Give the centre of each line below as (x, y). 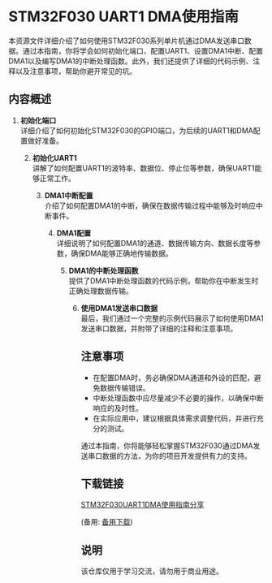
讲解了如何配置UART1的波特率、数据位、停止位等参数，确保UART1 (143, 168)
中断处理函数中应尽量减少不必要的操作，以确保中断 (178, 398)
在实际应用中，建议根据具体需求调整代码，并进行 (175, 418)
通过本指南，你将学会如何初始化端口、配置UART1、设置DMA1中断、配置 (143, 50)
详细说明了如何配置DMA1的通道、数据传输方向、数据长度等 (155, 243)
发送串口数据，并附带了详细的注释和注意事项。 (159, 328)
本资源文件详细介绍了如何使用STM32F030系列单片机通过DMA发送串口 (127, 41)
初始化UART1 (54, 158)
